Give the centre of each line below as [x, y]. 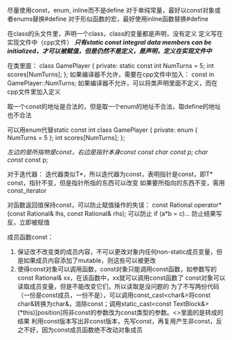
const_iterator [27, 190]
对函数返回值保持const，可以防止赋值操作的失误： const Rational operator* [115, 205]
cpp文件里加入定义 [34, 92]
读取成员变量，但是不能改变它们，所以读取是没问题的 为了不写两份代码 [118, 286]
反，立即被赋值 [28, 222]
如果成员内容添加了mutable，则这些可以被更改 [89, 260]
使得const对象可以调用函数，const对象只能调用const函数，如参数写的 [117, 269]
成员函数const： [30, 237]
